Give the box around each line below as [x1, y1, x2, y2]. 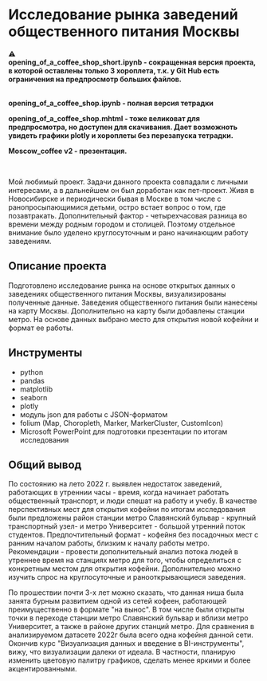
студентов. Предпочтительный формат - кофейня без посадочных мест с [8, 530, 259, 540]
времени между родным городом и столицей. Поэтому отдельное [8, 219, 236, 229]
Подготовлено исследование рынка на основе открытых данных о [8, 281, 236, 290]
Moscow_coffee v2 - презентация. [8, 146, 128, 155]
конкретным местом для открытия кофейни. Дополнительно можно [8, 564, 241, 573]
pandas [19, 376, 45, 385]
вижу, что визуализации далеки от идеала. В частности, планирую [8, 648, 237, 657]
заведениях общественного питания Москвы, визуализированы [8, 289, 226, 298]
